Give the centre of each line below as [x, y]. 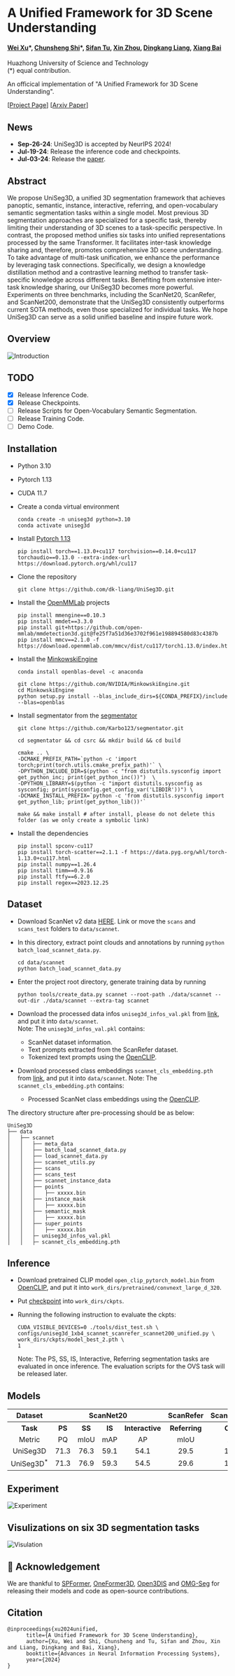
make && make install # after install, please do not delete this [116, 814]
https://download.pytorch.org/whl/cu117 [77, 563]
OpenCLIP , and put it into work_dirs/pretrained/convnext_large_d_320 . [119, 1288]
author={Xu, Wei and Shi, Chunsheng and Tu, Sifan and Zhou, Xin [123, 1641]
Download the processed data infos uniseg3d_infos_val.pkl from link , [118, 1013]
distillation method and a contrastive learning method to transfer [100, 273]
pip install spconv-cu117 [55, 846]
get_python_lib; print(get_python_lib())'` [82, 802]
